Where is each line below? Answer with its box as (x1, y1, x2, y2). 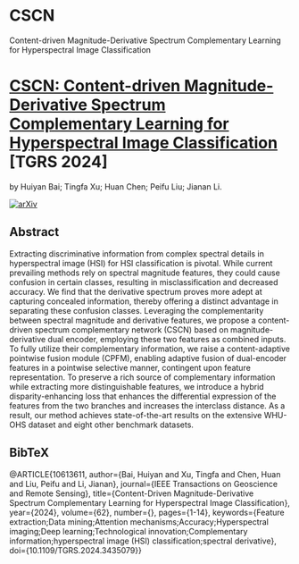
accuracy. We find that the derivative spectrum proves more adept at (9, 286, 262, 297)
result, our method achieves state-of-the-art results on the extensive (9, 409, 262, 420)
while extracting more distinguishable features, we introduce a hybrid (9, 381, 265, 391)
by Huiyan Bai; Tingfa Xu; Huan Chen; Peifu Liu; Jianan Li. (9, 181, 223, 192)
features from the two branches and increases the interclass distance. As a (9, 400, 286, 411)
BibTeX (9, 445, 49, 460)
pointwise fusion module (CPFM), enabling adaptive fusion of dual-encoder (9, 352, 287, 363)
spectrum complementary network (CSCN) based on (34, 324, 229, 335)
